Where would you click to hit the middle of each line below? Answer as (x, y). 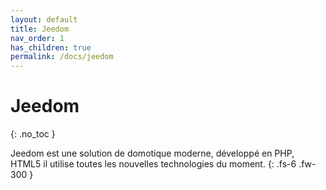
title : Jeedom (40, 29)
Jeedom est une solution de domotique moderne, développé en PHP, (152, 153)
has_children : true (51, 47)
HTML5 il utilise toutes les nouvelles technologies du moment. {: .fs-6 (153, 164)
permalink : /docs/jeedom (62, 57)
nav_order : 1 (37, 38)
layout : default (44, 19)
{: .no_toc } (33, 134)
